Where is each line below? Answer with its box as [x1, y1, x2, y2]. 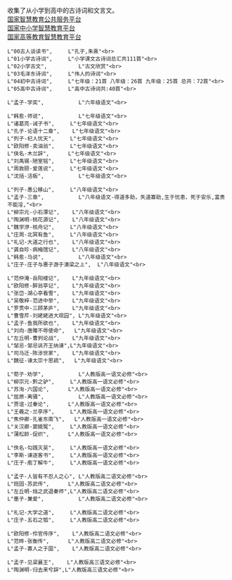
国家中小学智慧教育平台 [7, 24, 75, 32]
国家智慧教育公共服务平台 [7, 15, 82, 23]
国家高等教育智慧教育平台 [7, 32, 82, 41]
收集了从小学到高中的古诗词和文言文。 [7, 6, 118, 14]
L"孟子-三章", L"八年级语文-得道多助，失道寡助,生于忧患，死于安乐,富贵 [7, 194, 226, 201]
